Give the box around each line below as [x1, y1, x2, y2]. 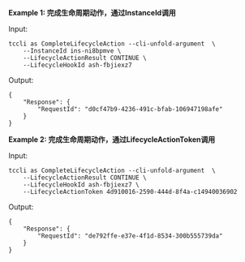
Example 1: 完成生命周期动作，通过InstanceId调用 [8, 8, 176, 17]
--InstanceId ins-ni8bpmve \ [23, 47, 122, 55]
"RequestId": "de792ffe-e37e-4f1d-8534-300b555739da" [37, 232, 223, 240]
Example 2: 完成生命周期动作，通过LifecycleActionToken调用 [8, 135, 216, 144]
